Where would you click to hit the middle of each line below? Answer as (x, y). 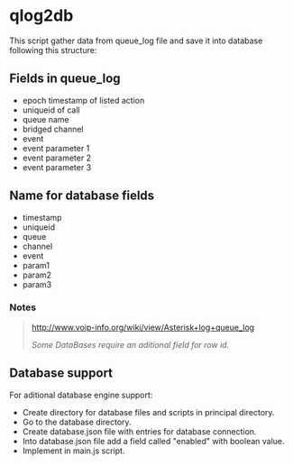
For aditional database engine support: (81, 395)
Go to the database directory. (77, 422)
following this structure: (53, 50)
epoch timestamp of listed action (83, 100)
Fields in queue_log (65, 79)
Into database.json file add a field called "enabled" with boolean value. (154, 441)
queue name (46, 119)
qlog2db (41, 16)
